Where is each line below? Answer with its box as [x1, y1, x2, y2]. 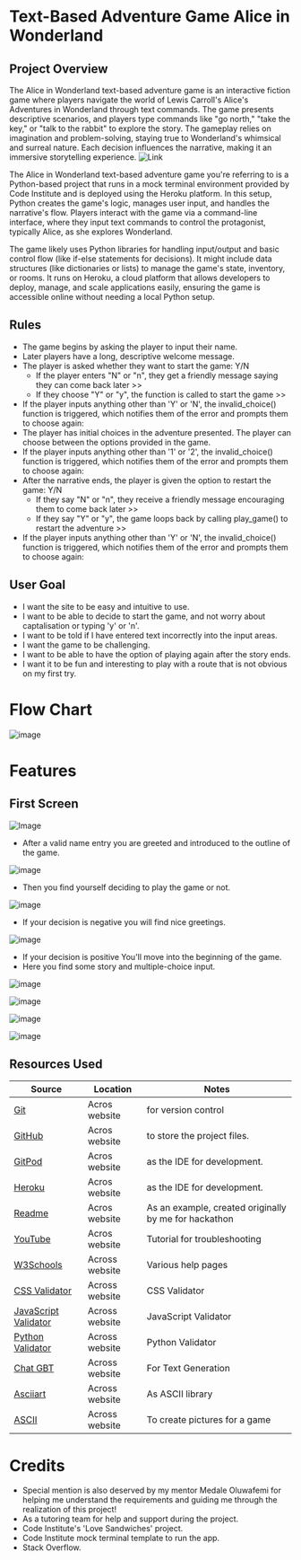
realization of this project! [21, 1504, 117, 1515]
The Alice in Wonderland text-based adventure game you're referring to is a [9, 169, 289, 180]
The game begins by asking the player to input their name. [21, 341, 238, 352]
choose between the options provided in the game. [21, 436, 211, 447]
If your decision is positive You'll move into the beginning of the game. [21, 951, 282, 962]
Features [9, 761, 77, 780]
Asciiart [13, 1388, 47, 1400]
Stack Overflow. [21, 1542, 82, 1553]
